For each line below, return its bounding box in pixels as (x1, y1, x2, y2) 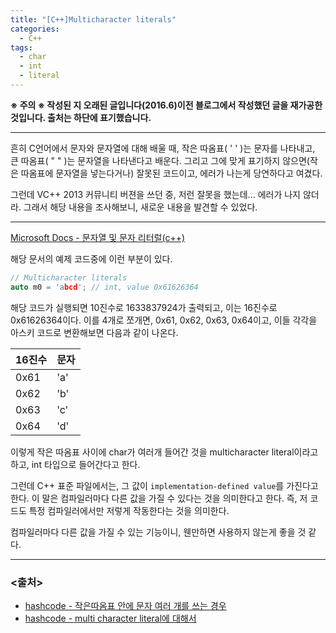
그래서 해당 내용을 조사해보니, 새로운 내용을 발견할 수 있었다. (23, 201, 258, 213)
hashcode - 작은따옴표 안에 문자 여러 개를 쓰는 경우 (24, 599, 227, 611)
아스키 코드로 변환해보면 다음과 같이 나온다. (10, 326, 179, 338)
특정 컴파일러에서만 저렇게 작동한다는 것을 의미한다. (28, 504, 230, 516)
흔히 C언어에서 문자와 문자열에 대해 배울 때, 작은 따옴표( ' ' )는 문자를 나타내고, (10, 142, 316, 154)
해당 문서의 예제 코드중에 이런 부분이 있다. (10, 252, 173, 265)
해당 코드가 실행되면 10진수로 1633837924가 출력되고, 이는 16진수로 (10, 301, 278, 313)
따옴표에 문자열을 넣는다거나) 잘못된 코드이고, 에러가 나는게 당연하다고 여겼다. (20, 167, 323, 179)
